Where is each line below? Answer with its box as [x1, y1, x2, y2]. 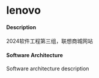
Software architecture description [6, 65, 89, 72]
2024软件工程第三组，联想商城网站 [6, 38, 93, 45]
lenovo [6, 4, 41, 17]
